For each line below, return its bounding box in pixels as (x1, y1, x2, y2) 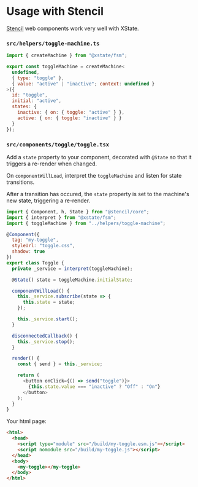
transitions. (6, 178, 35, 186)
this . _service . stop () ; (17, 338, 75, 345)
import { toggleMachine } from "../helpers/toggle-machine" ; (6, 220, 166, 226)
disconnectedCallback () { (12, 333, 78, 339)
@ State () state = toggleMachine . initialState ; (12, 277, 133, 283)
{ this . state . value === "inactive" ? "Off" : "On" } (28, 383, 161, 390)
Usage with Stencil (6, 4, 104, 18)
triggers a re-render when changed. (6, 160, 97, 167)
